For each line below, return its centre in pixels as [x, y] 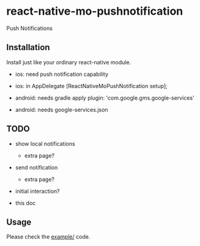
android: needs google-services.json [61, 110]
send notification [36, 167]
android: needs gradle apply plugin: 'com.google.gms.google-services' [105, 98]
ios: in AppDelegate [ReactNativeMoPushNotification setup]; [91, 86]
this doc [25, 203]
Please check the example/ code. [48, 237]
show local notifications [45, 143]
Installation [28, 47]
